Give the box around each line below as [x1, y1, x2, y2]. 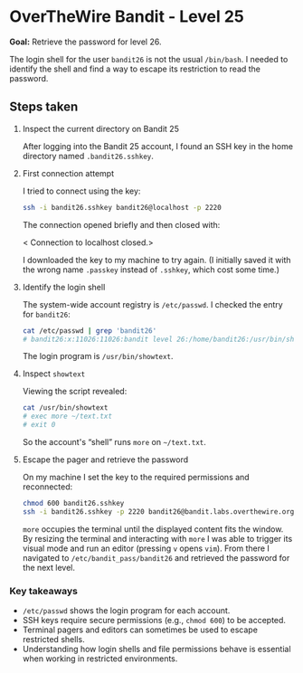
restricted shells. [22, 634, 85, 645]
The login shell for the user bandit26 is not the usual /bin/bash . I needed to [9, 53, 289, 64]
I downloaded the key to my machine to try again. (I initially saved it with [22, 254, 291, 265]
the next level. [22, 562, 75, 573]
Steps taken [9, 100, 79, 115]
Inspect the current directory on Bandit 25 [22, 123, 179, 134]
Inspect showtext [22, 368, 86, 379]
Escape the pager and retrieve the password [22, 454, 189, 465]
